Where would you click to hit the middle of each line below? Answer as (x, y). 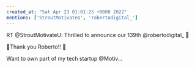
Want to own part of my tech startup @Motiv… (64, 58)
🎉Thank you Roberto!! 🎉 (36, 47)
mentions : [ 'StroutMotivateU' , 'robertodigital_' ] (72, 18)
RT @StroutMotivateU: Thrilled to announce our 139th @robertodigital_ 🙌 (98, 35)
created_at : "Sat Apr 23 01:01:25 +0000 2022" (67, 12)
